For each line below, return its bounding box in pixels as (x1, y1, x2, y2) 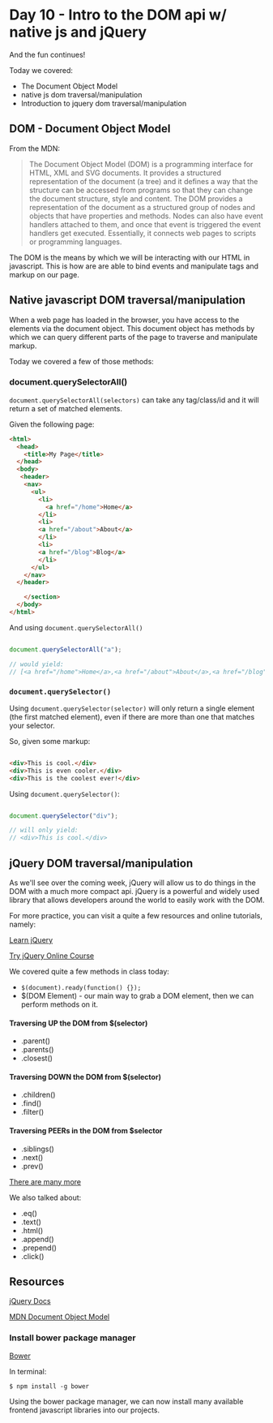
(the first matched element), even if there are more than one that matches (9, 711, 255, 721)
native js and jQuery (9, 23, 147, 41)
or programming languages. (28, 237, 122, 247)
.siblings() (20, 1144, 55, 1154)
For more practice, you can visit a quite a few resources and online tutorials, (9, 910, 262, 920)
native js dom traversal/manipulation (20, 89, 143, 99)
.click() (20, 1251, 45, 1261)
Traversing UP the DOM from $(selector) (9, 1018, 148, 1028)
